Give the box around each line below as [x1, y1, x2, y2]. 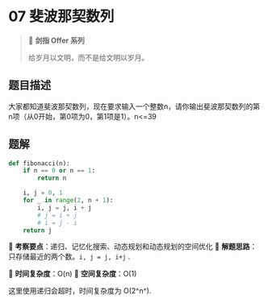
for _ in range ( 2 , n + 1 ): [23, 197, 114, 205]
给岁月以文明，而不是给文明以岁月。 [27, 52, 149, 62]
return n [37, 174, 67, 182]
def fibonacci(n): [8, 159, 70, 168]
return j [23, 226, 52, 235]
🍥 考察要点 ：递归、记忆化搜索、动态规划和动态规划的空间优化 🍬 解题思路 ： [8, 242, 258, 251]
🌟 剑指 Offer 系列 [27, 35, 85, 45]
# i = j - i [37, 218, 78, 226]
